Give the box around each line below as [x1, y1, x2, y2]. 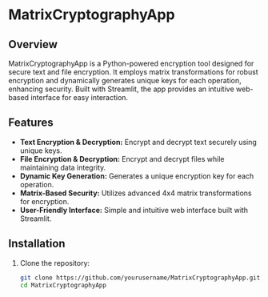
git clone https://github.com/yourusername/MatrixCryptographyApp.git [19, 274, 261, 282]
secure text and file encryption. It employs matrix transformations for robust [8, 67, 258, 77]
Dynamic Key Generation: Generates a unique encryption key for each [19, 171, 254, 181]
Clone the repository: [19, 258, 90, 267]
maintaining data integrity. [19, 163, 106, 172]
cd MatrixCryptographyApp [19, 281, 106, 289]
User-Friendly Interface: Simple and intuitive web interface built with [19, 205, 249, 215]
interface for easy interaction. [30, 93, 129, 102]
